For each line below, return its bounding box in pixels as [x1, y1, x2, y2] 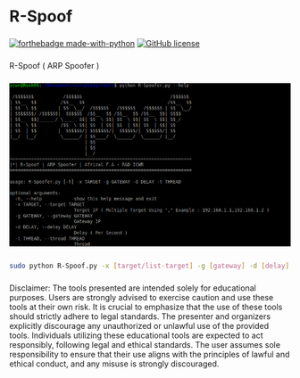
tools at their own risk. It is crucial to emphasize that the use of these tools [9, 301, 283, 312]
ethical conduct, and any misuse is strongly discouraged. [9, 358, 220, 369]
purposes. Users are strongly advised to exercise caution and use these [9, 292, 274, 302]
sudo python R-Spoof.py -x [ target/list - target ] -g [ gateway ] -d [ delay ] [9, 261, 290, 270]
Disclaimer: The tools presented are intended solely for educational [9, 283, 256, 293]
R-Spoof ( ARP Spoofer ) [9, 61, 100, 71]
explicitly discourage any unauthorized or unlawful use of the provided [9, 320, 270, 331]
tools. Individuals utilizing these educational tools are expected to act [9, 330, 263, 341]
